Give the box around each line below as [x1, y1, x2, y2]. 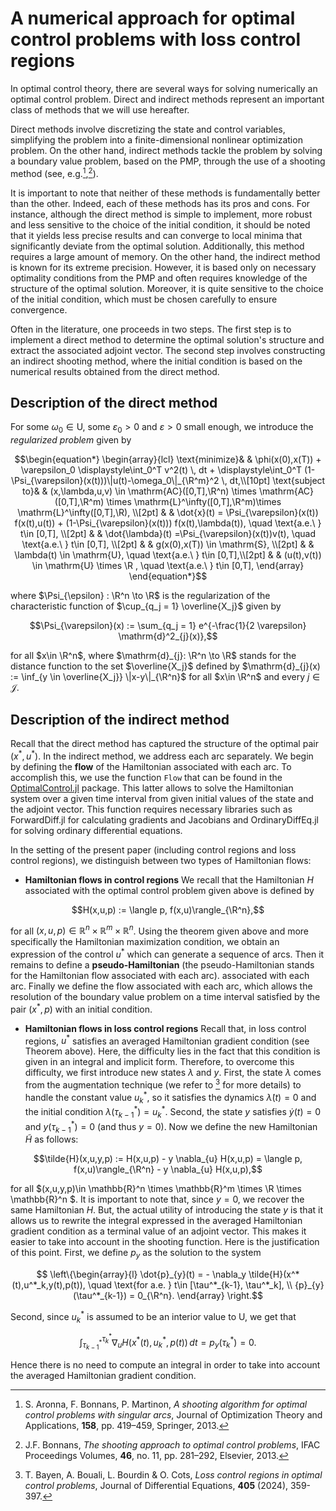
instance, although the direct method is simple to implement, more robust [10, 208, 313, 220]
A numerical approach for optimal [10, 7, 296, 30]
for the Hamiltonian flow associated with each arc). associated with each [10, 969, 310, 981]
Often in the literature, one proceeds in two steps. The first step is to [10, 323, 292, 335]
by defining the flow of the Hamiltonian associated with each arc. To [10, 760, 292, 772]
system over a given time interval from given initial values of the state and [10, 792, 314, 804]
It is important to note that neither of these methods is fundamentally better [10, 187, 321, 199]
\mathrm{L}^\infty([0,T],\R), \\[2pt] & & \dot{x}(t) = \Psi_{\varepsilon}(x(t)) [17, 507, 319, 519]
